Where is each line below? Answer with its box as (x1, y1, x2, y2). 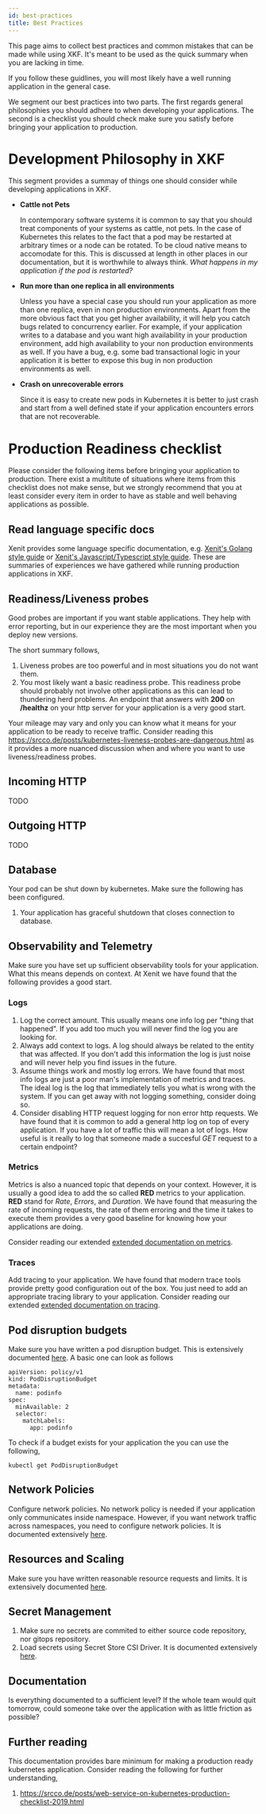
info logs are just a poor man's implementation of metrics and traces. (19, 1074, 246, 1084)
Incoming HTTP (8, 775, 87, 788)
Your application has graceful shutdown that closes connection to (19, 908, 235, 918)
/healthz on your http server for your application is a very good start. (19, 703, 246, 712)
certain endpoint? (19, 1142, 78, 1151)
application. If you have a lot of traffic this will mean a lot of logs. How (19, 1125, 249, 1134)
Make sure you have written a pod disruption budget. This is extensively (8, 1344, 244, 1354)
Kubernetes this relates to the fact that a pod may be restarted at (19, 232, 232, 242)
